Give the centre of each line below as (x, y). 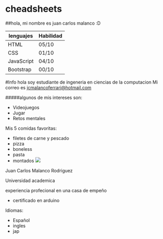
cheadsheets (34, 9)
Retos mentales (29, 118)
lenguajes (21, 35)
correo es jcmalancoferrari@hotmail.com (49, 87)
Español (21, 220)
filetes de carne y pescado (41, 138)
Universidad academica (30, 181)
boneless (22, 149)
